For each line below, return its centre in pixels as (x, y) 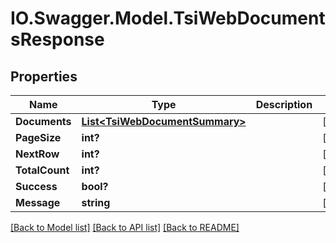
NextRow (37, 154)
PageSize (38, 137)
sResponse (57, 39)
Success (36, 186)
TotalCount (42, 170)
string (96, 202)
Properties (44, 76)
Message (38, 202)
